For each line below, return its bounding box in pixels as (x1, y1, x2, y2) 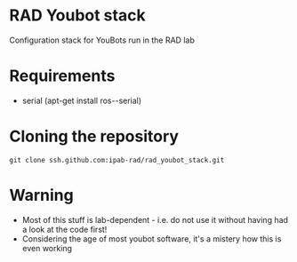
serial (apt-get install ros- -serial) (21, 95, 142, 106)
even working (21, 242, 73, 253)
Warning (9, 186, 74, 205)
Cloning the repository (9, 126, 180, 147)
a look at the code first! (21, 224, 108, 234)
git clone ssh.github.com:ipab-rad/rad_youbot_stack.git (9, 155, 225, 164)
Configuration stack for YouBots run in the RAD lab (9, 35, 196, 45)
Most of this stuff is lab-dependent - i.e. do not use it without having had (21, 214, 289, 225)
